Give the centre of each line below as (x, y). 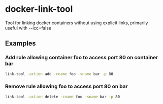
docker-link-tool (39, 9)
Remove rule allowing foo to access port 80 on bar (66, 86)
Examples (20, 44)
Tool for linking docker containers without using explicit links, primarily (77, 23)
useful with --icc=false (28, 28)
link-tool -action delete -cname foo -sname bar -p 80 (63, 97)
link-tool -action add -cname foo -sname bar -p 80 (59, 74)
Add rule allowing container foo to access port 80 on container (82, 58)
